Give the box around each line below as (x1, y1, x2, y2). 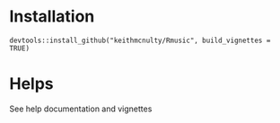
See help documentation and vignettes (9, 103, 153, 114)
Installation (9, 6, 95, 27)
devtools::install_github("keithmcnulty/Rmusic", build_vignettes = (9, 36, 271, 45)
